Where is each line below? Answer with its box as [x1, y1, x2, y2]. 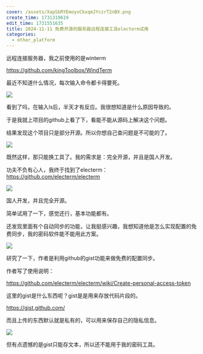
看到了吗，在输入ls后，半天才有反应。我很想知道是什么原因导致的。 [6, 104, 175, 110]
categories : [6, 32, 36, 38]
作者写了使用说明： [6, 267, 54, 275]
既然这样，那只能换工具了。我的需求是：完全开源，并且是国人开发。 [6, 153, 176, 161]
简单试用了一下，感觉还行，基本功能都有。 [6, 210, 112, 217]
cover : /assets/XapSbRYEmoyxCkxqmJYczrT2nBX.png [6, 8, 131, 15]
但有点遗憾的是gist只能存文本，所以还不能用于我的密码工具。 [6, 341, 158, 348]
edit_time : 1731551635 [6, 20, 63, 26]
